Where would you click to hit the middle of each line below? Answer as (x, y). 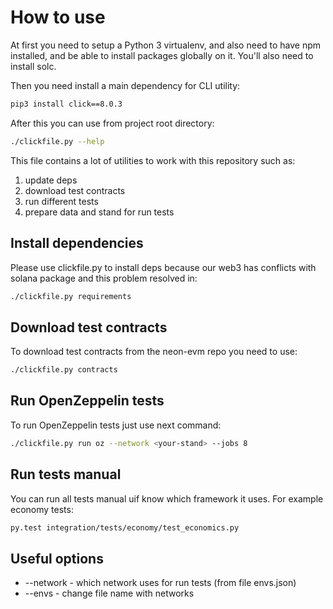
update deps (51, 180)
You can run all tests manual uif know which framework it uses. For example (167, 498)
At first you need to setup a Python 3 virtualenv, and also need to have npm (166, 45)
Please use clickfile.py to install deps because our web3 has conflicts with (163, 267)
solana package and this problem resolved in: (104, 278)
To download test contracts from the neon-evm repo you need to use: (154, 352)
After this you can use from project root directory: (112, 123)
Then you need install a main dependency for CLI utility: (125, 85)
